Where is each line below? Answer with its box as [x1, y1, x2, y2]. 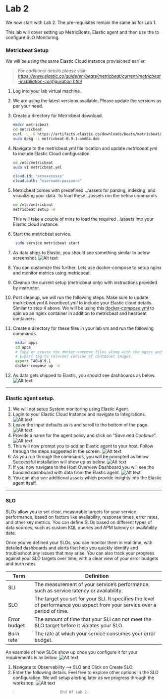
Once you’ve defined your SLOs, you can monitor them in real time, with [5, 539, 153, 546]
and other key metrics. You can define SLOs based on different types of [5, 519, 153, 525]
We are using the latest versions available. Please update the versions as [12, 98, 162, 104]
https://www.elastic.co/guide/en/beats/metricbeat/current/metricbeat [17, 73, 161, 79]
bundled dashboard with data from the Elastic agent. [12, 469, 120, 476]
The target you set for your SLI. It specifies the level [34, 595, 155, 602]
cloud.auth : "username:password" [12, 178, 82, 183]
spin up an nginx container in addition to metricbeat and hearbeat [12, 310, 147, 316]
